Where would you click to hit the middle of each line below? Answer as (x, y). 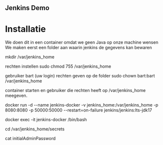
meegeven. (16, 96)
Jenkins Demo (27, 8)
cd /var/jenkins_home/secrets (35, 129)
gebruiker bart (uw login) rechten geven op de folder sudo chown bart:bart (80, 76)
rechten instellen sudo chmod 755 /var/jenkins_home (58, 66)
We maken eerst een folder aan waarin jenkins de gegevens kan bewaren (79, 48)
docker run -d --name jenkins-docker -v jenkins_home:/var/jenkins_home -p (82, 105)
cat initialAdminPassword (30, 139)
